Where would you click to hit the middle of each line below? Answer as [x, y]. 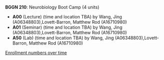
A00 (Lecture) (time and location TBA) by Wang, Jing [67, 17]
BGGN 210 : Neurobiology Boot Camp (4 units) [52, 7]
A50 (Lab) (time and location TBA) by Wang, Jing [63, 38]
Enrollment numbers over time [36, 53]
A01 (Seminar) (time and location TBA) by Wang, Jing [67, 27]
